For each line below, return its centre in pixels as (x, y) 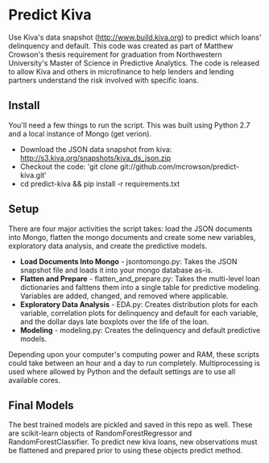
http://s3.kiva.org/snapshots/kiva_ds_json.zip (95, 158)
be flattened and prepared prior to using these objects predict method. (126, 451)
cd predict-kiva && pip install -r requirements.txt (100, 183)
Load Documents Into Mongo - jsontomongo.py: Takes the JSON (128, 261)
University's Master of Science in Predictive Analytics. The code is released (134, 63)
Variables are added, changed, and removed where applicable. (124, 296)
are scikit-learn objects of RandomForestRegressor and (100, 433)
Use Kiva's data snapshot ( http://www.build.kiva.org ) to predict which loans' (135, 37)
